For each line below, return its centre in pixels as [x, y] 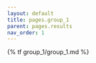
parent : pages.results [40, 26]
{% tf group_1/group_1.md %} [48, 52]
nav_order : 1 [26, 33]
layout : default [30, 13]
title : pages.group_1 [38, 20]
